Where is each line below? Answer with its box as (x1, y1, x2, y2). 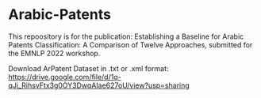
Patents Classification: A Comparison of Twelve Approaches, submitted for (8, 40, 253, 49)
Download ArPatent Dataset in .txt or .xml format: (8, 63, 169, 73)
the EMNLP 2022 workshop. (8, 48, 101, 58)
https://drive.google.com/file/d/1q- (8, 72, 121, 81)
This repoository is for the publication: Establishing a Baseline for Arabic (8, 32, 244, 41)
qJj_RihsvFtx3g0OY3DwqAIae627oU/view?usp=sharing (8, 81, 190, 90)
